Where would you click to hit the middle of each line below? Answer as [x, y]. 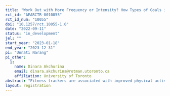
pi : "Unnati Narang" [27, 52]
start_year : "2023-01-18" [32, 43]
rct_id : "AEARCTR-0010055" [34, 15]
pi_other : [16, 57]
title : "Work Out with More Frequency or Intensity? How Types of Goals [83, 10]
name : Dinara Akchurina [39, 67]
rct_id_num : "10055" [27, 19]
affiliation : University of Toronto [53, 76]
